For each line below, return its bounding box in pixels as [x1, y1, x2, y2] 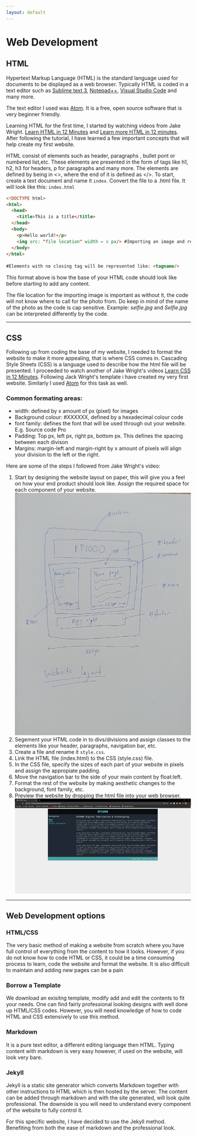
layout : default [6, 9, 46, 15]
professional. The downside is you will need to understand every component [6, 1101, 191, 1108]
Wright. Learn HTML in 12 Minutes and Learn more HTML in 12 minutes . [6, 128, 179, 135]
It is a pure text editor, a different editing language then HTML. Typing [6, 1041, 175, 1048]
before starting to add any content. [6, 280, 90, 287]
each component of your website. [14, 486, 97, 493]
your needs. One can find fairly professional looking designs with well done [6, 1001, 188, 1008]
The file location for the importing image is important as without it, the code [6, 292, 189, 299]
